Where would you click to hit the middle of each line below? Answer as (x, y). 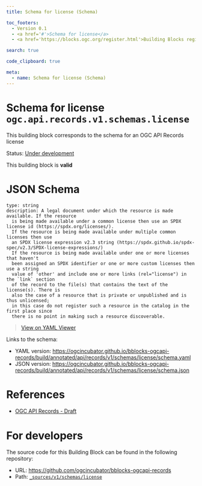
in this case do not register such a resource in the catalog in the (100, 305)
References (35, 395)
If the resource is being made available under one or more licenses (100, 253)
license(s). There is (33, 290)
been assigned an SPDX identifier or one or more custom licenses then (103, 263)
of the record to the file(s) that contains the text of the (90, 284)
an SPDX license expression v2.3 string (63, 242)
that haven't (23, 258)
